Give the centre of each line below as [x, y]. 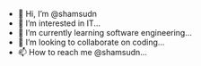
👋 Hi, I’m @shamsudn [57, 14]
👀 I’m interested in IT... [59, 23]
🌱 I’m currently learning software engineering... [105, 33]
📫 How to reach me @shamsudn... [83, 52]
